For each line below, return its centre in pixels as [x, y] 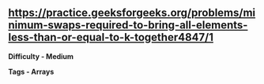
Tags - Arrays [31, 71]
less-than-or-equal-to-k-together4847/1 [111, 37]
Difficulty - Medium [41, 56]
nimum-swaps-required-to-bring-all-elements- [128, 26]
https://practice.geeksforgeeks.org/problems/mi [132, 13]
